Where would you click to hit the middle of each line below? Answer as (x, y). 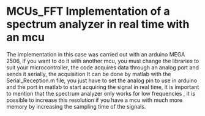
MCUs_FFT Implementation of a (88, 11)
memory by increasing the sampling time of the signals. (76, 106)
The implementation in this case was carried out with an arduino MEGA (96, 54)
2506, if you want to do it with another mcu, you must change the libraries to (103, 61)
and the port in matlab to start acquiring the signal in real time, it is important (103, 87)
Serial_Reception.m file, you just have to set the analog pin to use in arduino (102, 80)
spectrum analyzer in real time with (98, 24)
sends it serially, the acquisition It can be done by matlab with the (89, 74)
